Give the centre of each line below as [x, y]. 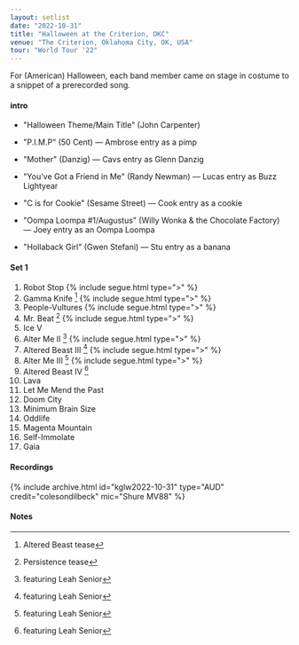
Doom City [43, 399]
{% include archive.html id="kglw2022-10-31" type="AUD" [118, 487]
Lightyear [40, 186]
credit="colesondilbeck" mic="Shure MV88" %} [98, 496]
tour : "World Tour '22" [54, 51]
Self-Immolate [49, 437]
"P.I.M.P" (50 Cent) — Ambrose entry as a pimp [110, 142]
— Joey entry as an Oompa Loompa [89, 230]
